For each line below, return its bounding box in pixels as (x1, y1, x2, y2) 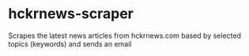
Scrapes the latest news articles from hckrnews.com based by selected (8, 31, 241, 40)
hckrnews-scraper (8, 5, 134, 23)
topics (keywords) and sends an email (8, 39, 132, 48)
